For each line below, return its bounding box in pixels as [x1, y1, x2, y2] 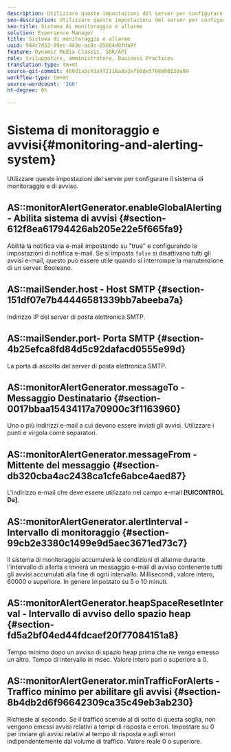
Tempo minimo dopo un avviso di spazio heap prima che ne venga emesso [7, 648, 219, 656]
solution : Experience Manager [7, 29, 94, 36]
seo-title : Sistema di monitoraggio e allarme [7, 23, 143, 30]
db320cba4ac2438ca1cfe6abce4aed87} [7, 470, 187, 482]
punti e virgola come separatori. [7, 428, 98, 437]
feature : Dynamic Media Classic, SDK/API [7, 49, 128, 56]
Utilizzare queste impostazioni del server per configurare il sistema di [7, 175, 204, 183]
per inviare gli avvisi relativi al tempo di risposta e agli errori [7, 729, 176, 738]
